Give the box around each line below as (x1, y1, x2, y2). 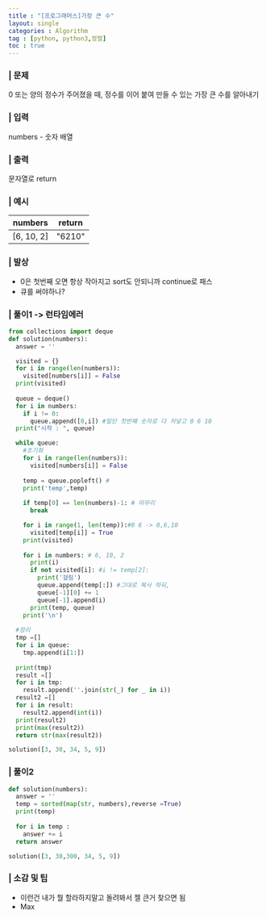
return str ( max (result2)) (15, 731, 103, 739)
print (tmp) (15, 663, 52, 672)
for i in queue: (15, 641, 70, 649)
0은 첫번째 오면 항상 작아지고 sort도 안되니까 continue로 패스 (19, 276, 213, 286)
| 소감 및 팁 (8, 873, 48, 884)
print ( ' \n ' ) (23, 611, 63, 620)
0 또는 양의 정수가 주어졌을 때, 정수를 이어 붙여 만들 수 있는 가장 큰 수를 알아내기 (8, 90, 260, 99)
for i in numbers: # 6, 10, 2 (23, 551, 125, 559)
